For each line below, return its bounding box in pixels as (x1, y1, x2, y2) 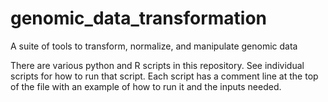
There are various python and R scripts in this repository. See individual (10, 59, 305, 71)
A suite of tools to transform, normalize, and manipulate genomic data (10, 40, 298, 52)
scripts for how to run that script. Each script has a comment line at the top (10, 70, 319, 82)
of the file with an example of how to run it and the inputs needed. (10, 80, 282, 92)
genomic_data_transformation (10, 7, 268, 30)
